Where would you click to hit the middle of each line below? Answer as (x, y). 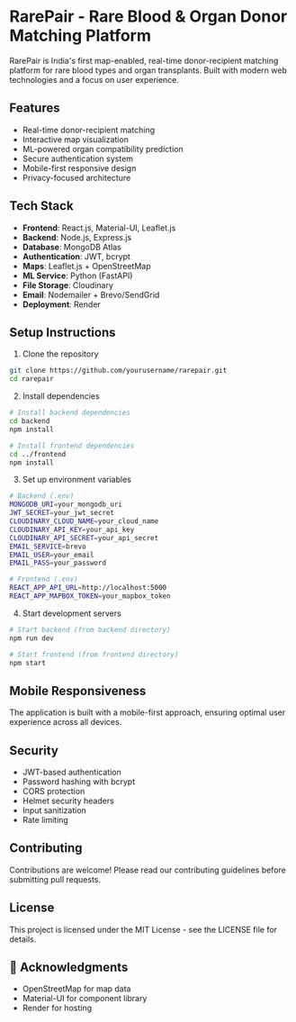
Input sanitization (54, 810)
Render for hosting (57, 1008)
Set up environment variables (77, 480)
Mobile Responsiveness (78, 691)
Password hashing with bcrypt (79, 782)
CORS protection (54, 791)
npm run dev (31, 638)
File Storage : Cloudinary (68, 285)
